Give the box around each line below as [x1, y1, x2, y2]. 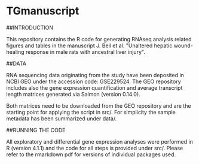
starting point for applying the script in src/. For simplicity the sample [6, 108, 176, 116]
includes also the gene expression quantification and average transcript [6, 84, 183, 91]
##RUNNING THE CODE [6, 126, 66, 133]
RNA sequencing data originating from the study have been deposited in [6, 71, 184, 78]
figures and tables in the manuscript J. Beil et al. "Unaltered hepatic [6, 42, 173, 49]
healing [6, 48, 25, 55]
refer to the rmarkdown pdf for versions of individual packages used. [6, 151, 176, 158]
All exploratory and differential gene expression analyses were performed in [6, 138, 193, 145]
